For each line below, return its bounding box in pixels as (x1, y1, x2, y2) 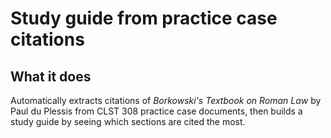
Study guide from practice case (10, 7, 278, 30)
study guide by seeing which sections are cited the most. (10, 116, 246, 127)
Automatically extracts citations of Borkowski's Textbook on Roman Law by (10, 95, 322, 106)
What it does (10, 68, 92, 85)
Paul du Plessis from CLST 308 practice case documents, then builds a (10, 105, 303, 117)
